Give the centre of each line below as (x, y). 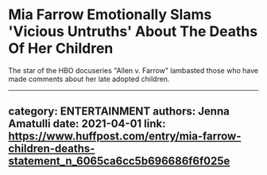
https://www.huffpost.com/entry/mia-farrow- (125, 136)
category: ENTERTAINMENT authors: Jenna (119, 112)
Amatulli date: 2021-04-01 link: (87, 124)
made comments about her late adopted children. (89, 79)
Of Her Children (61, 49)
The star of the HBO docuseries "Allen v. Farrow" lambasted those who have (133, 70)
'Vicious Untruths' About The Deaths (133, 31)
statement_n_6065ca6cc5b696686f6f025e (119, 161)
